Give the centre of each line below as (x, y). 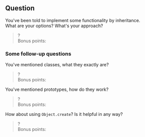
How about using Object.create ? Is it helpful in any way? (64, 114)
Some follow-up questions (38, 54)
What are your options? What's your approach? (54, 26)
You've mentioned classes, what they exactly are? (57, 65)
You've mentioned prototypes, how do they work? (57, 89)
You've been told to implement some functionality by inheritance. (73, 20)
